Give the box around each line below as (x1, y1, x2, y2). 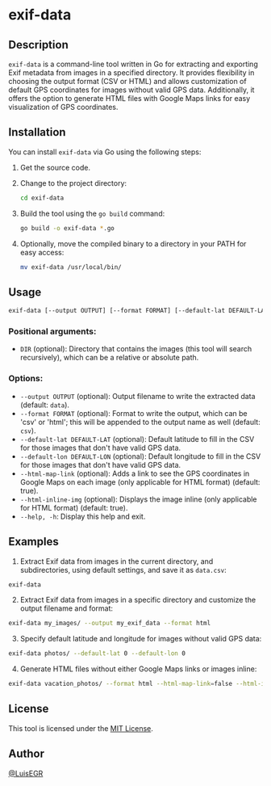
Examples (8, 535, 59, 549)
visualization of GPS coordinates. (8, 103, 119, 111)
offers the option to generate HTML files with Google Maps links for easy (8, 94, 251, 103)
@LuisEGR (8, 768, 44, 778)
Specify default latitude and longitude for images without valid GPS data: (19, 634, 262, 644)
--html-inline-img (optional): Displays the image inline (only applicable (19, 494, 257, 504)
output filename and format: (19, 603, 114, 613)
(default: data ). (19, 400, 70, 410)
